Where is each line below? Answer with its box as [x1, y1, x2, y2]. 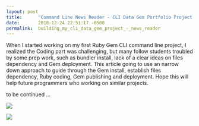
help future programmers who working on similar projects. [6, 80, 149, 87]
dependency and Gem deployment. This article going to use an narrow [6, 61, 179, 68]
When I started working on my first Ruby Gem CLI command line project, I [6, 42, 187, 49]
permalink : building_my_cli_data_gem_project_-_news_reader [6, 25, 161, 31]
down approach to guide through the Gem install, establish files [6, 67, 162, 74]
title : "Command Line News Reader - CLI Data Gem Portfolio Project [6, 14, 193, 20]
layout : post [6, 8, 39, 15]
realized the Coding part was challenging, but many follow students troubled [6, 48, 193, 55]
